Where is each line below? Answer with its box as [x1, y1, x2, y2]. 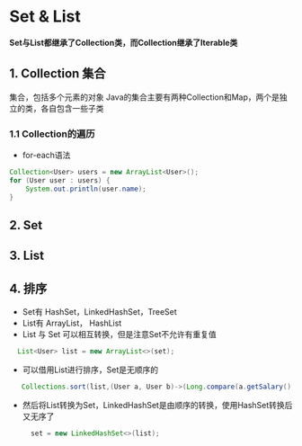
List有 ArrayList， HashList [22, 317, 122, 329]
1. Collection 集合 [9, 66, 106, 82]
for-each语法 [22, 150, 71, 161]
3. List [9, 248, 45, 263]
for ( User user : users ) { [9, 175, 111, 185]
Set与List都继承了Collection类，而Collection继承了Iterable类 [9, 37, 238, 48]
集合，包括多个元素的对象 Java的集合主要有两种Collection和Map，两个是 [9, 92, 280, 103]
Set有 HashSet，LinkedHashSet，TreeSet [22, 307, 177, 317]
